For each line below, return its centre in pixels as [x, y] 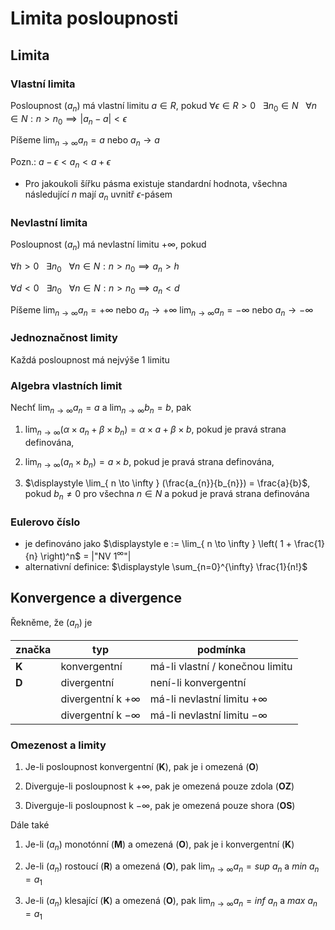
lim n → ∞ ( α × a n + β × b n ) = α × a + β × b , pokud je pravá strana [155, 430]
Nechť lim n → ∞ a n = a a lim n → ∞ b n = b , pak [101, 408]
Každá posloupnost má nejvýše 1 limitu [90, 359]
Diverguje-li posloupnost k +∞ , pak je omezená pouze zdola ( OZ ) [159, 786]
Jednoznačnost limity [64, 338]
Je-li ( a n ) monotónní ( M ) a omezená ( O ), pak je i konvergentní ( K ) [159, 845]
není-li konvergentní [198, 682]
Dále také [30, 824]
